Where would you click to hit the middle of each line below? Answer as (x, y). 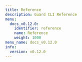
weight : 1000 (28, 38)
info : (11, 47)
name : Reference (31, 33)
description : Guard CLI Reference (41, 14)
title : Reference (23, 10)
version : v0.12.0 (28, 51)
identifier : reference (38, 28)
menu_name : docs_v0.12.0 (31, 42)
